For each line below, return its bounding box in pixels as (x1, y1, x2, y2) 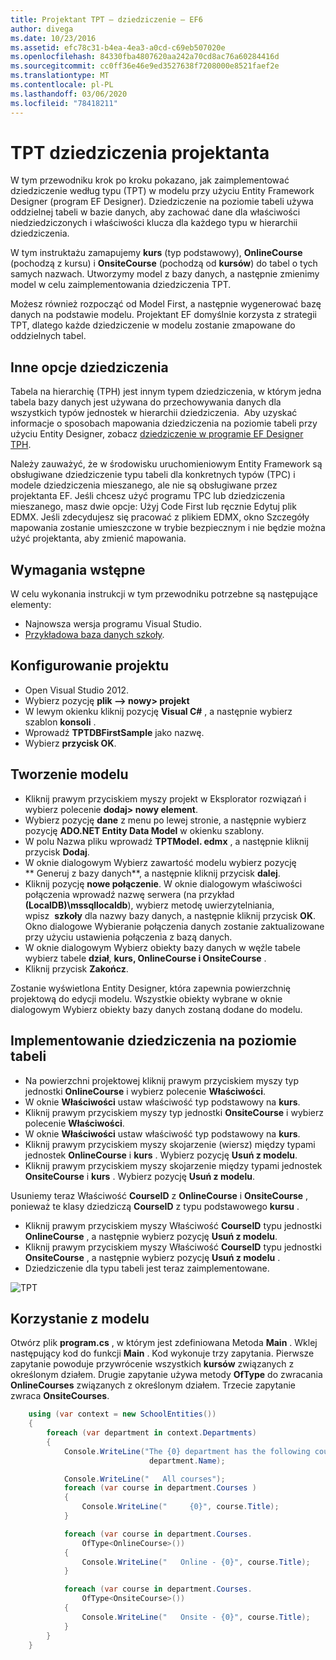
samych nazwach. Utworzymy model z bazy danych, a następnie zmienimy (10, 268, 320, 280)
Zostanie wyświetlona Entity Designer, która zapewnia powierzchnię (10, 982, 291, 994)
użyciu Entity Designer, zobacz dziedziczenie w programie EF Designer (10, 428, 304, 440)
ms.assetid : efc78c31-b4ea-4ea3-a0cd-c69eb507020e (10, 42, 226, 53)
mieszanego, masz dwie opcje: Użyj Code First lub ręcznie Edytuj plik (10, 501, 297, 513)
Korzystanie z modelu (10, 1310, 150, 1327)
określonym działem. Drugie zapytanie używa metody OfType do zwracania (10, 1369, 323, 1381)
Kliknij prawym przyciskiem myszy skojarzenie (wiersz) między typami (24, 1138, 316, 1150)
